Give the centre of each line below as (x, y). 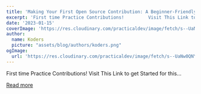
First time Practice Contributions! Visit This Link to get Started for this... (94, 73)
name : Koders (28, 40)
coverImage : (21, 28)
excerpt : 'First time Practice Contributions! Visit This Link (97, 17)
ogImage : (17, 51)
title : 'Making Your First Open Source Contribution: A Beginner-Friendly (101, 12)
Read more (20, 85)
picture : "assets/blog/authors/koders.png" (66, 46)
